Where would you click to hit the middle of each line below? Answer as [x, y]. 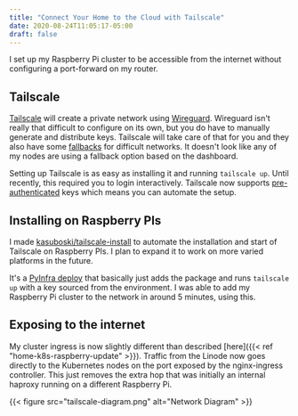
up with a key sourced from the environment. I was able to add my [130, 287]
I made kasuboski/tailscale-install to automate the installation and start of [143, 242]
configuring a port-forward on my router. [84, 69]
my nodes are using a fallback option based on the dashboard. [124, 156]
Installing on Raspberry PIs [85, 220]
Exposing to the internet [77, 325]
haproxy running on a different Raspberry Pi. [91, 384]
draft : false [33, 34]
